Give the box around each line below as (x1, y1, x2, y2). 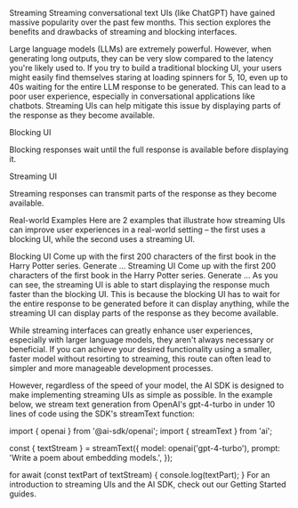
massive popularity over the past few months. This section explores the (9, 17, 271, 28)
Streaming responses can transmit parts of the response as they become (9, 189, 278, 198)
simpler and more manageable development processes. (9, 363, 213, 373)
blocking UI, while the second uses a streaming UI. (9, 234, 196, 244)
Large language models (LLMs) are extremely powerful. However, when (9, 44, 272, 54)
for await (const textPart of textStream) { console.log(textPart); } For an (9, 470, 270, 480)
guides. (9, 488, 37, 499)
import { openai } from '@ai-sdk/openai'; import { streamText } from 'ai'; (9, 426, 273, 436)
